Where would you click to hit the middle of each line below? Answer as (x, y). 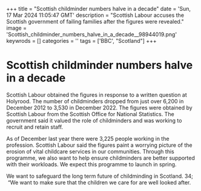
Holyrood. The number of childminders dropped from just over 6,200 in (95, 101)
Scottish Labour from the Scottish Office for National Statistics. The (90, 114)
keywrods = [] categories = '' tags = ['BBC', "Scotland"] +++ (82, 41)
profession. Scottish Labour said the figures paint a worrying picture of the (99, 145)
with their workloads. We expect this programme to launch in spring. (91, 164)
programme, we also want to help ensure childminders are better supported (101, 158)
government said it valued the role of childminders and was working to (94, 120)
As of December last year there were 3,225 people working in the (88, 138)
